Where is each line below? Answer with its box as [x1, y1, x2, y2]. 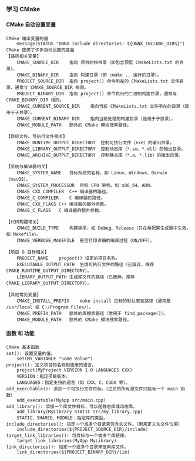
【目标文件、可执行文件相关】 [6, 133, 68, 140]
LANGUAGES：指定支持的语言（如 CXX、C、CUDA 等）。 [16, 379, 130, 386]
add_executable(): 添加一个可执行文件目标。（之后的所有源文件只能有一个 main [6, 386, 178, 392]
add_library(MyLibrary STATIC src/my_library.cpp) [16, 409, 143, 414]
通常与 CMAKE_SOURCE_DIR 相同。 [14, 84, 89, 90]
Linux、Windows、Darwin [110, 170, 167, 175]
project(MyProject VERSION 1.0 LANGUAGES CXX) [16, 367, 133, 373]
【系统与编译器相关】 [6, 164, 50, 170]
